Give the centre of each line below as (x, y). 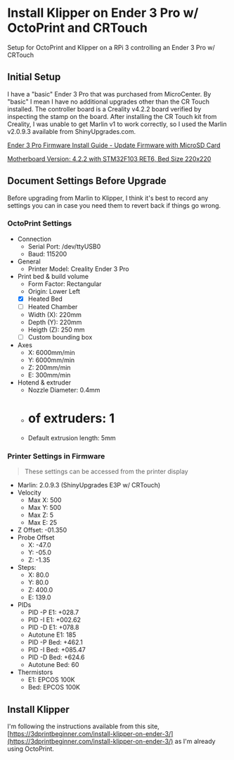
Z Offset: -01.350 (42, 530)
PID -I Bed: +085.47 (57, 650)
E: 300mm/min (49, 375)
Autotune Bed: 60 (53, 665)
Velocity (29, 493)
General (29, 261)
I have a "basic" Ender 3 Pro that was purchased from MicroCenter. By (109, 94)
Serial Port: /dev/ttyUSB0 (64, 246)
